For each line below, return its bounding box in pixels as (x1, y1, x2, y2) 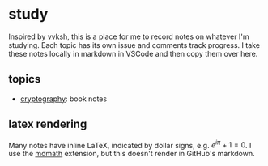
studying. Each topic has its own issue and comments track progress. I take (8, 40, 261, 49)
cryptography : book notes (19, 94, 108, 104)
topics (8, 72, 41, 86)
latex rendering (8, 117, 87, 131)
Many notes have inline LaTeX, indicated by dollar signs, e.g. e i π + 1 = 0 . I (8, 138, 252, 150)
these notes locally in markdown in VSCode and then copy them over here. (8, 49, 258, 58)
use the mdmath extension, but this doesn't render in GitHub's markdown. (8, 149, 255, 159)
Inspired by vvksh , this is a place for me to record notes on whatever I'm (8, 32, 249, 41)
